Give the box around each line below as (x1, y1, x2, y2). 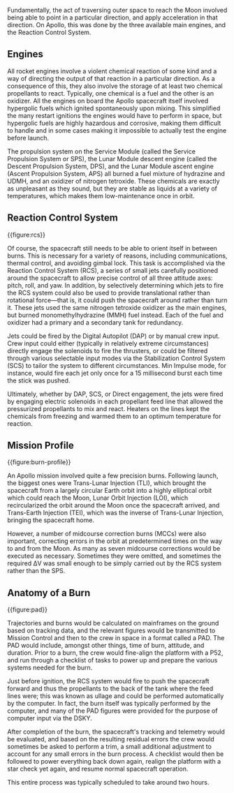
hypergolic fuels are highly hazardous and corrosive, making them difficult (7, 119, 221, 127)
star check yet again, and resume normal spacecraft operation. (7, 764, 189, 773)
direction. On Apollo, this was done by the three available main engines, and (7, 21, 226, 29)
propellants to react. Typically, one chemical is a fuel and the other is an (7, 89, 214, 97)
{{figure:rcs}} (7, 230, 45, 239)
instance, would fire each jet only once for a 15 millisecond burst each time (7, 369, 223, 377)
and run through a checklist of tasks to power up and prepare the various (7, 656, 218, 665)
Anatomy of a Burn (7, 586, 91, 599)
